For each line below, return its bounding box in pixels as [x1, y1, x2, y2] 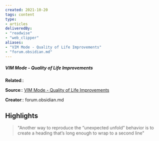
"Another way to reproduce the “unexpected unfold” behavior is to [17, 125, 154, 131]
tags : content [5, 12, 35, 17]
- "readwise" [5, 31, 32, 36]
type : [5, 17, 16, 22]
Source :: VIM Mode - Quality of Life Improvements [5, 87, 109, 93]
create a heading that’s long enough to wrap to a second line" [17, 130, 144, 136]
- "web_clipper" [5, 36, 39, 41]
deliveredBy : [5, 26, 32, 31]
